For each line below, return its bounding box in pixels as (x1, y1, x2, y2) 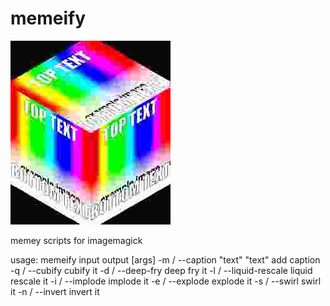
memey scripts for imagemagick (10, 234, 143, 246)
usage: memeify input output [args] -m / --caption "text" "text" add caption (10, 253, 321, 266)
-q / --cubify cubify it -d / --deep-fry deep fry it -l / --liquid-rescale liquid (10, 264, 313, 276)
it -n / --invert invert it (10, 285, 100, 297)
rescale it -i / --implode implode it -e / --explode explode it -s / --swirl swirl (10, 275, 322, 287)
